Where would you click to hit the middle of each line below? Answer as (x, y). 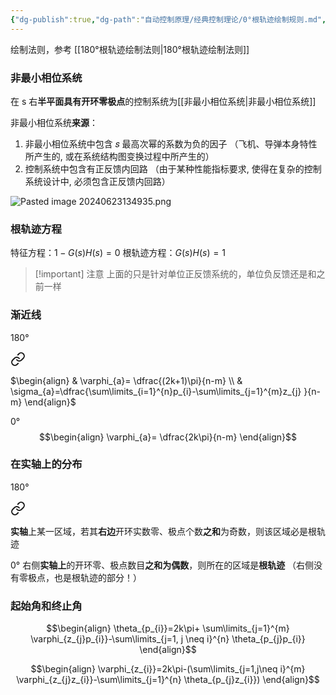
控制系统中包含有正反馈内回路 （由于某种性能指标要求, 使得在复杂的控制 (173, 168)
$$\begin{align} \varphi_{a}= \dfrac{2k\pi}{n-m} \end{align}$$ (168, 437)
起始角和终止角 (46, 606)
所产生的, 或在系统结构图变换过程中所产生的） (119, 156)
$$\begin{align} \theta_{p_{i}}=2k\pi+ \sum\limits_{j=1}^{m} (168, 628)
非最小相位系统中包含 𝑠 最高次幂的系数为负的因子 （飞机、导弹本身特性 (171, 143)
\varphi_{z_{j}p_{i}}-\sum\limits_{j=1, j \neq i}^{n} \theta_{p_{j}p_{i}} (168, 639)
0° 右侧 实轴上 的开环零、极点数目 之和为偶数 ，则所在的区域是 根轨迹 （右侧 (162, 565)
